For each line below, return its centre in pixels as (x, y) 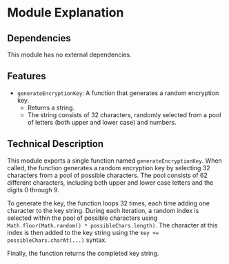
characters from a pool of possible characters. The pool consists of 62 (108, 175)
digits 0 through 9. (33, 190)
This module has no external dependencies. (70, 54)
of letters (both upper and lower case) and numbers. (102, 122)
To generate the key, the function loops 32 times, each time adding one (109, 203)
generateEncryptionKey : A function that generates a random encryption (118, 93)
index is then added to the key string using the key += (83, 232)
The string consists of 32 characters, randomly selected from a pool (124, 114)
